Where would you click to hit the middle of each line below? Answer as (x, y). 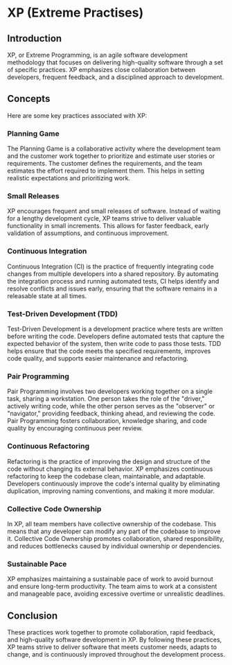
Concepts (29, 99)
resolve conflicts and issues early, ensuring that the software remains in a (112, 288)
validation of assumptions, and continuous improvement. (88, 233)
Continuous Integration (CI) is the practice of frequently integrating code (110, 266)
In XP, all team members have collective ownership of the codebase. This (112, 524)
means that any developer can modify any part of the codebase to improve (114, 531)
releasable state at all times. (47, 295)
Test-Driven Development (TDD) (63, 313)
